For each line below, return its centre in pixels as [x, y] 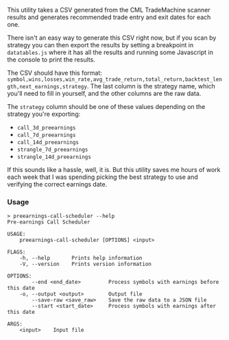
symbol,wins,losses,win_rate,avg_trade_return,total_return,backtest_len [115, 80]
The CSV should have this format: [55, 73]
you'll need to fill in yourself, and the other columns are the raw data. [104, 93]
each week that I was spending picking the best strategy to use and [103, 177]
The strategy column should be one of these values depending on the [106, 107]
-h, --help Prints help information [81, 258]
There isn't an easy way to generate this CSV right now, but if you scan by [112, 38]
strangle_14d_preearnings [54, 157]
